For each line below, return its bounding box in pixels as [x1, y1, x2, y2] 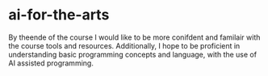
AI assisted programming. [8, 58, 94, 68]
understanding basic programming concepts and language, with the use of [8, 49, 257, 59]
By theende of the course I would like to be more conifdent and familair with [8, 32, 261, 42]
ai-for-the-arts [8, 6, 110, 24]
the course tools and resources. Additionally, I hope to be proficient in [8, 40, 241, 50]
